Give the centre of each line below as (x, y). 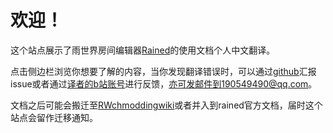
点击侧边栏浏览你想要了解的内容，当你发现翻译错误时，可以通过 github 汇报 (163, 71)
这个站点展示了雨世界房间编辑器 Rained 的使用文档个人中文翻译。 (143, 50)
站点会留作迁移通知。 (54, 117)
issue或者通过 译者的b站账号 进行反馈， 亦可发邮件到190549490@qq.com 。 (164, 83)
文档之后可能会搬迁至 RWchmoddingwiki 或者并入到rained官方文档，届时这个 (166, 105)
